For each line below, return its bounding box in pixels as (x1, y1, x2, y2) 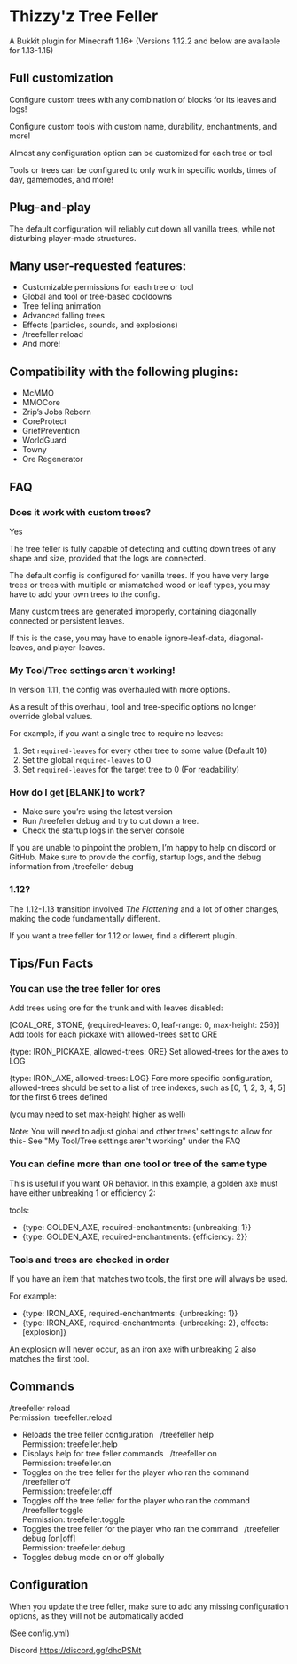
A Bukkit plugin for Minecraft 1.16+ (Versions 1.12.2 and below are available (9, 35, 281, 46)
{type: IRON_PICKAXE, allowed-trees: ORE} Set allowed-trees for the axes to (9, 1047, 289, 1057)
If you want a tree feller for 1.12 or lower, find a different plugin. (9, 930, 238, 941)
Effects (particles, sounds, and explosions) (21, 319, 179, 330)
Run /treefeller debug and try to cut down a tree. (21, 816, 199, 827)
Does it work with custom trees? (9, 506, 152, 518)
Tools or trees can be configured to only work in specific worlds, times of (9, 164, 277, 175)
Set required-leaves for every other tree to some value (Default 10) (21, 745, 268, 756)
